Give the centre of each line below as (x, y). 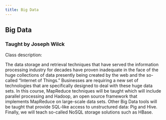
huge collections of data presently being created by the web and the (75, 75)
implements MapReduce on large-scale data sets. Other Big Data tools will (81, 102)
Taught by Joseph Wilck (35, 44)
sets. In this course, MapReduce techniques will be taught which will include (83, 91)
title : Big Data (22, 10)
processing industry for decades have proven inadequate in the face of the (82, 70)
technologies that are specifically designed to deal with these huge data (79, 86)
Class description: (24, 55)
